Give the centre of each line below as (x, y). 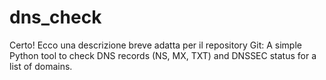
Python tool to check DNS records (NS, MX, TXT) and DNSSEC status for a (163, 55)
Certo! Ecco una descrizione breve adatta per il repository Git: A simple (155, 45)
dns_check (55, 17)
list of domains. (41, 66)
